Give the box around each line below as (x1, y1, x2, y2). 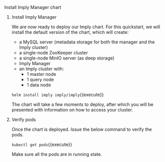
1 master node (26, 71, 56, 77)
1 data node (26, 82, 51, 88)
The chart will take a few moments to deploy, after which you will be (11, 101, 153, 107)
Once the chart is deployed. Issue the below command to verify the (11, 126, 152, 132)
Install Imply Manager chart (4, 5, 61, 10)
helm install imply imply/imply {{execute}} (11, 92, 104, 97)
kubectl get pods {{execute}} (11, 141, 72, 147)
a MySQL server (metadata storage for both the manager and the (19, 39, 155, 45)
